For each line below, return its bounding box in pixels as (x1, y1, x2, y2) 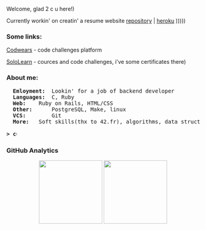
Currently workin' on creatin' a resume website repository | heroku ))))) (6, 17, 186, 24)
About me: (6, 74, 39, 82)
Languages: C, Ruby (12, 93, 75, 101)
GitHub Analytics (6, 146, 59, 155)
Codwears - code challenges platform (6, 46, 102, 54)
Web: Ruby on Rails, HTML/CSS (12, 99, 113, 107)
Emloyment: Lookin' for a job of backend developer (12, 87, 175, 94)
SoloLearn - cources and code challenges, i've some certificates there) (6, 58, 186, 66)
